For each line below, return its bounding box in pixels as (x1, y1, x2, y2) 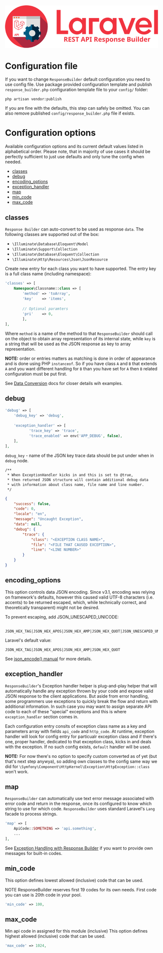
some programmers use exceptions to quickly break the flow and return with (5, 698, 158, 704)
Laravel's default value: (5, 637, 52, 643)
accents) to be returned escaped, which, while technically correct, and (5, 599, 147, 605)
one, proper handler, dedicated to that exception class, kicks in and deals (5, 738, 151, 744)
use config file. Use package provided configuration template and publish (5, 82, 152, 87)
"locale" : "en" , (14, 512, 47, 517)
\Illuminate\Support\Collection (12, 247, 78, 252)
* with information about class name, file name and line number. (7, 482, 145, 487)
